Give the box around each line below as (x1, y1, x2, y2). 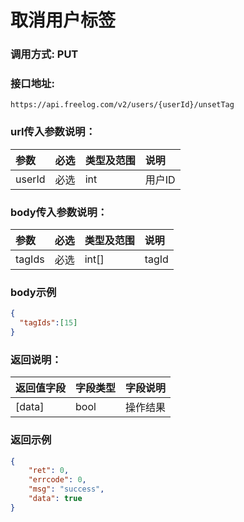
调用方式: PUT (10, 47, 79, 61)
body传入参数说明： (10, 205, 108, 219)
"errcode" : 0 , (28, 475, 87, 485)
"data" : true (28, 494, 83, 504)
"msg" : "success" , (28, 484, 105, 495)
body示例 (10, 285, 57, 299)
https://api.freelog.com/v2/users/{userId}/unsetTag (10, 100, 235, 110)
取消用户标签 (10, 9, 117, 32)
